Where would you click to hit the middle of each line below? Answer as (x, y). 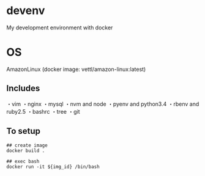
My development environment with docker (60, 28)
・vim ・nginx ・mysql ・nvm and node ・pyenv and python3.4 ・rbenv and (103, 104)
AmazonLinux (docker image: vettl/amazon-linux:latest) (76, 69)
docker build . (26, 150)
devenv (26, 11)
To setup (24, 131)
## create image (27, 145)
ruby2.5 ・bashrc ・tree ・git (43, 111)
